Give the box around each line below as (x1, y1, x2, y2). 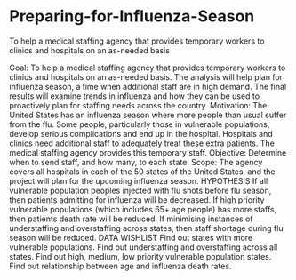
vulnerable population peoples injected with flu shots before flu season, (9, 185, 272, 196)
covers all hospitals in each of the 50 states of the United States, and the (9, 166, 276, 177)
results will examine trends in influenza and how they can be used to (9, 91, 260, 101)
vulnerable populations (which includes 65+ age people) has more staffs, (9, 204, 277, 214)
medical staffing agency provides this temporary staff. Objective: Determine (9, 147, 287, 157)
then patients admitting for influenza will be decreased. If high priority (9, 194, 265, 205)
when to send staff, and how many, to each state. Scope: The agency (9, 156, 263, 167)
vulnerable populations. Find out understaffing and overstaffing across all (9, 242, 278, 252)
